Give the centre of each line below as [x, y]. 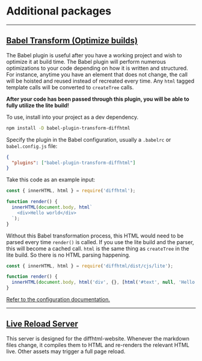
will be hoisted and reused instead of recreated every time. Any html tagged [100, 81]
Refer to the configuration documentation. [58, 299]
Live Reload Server [42, 324]
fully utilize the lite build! [38, 105]
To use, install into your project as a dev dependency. [72, 117]
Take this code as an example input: [51, 180]
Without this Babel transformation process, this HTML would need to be [95, 236]
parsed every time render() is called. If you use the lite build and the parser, [100, 242]
